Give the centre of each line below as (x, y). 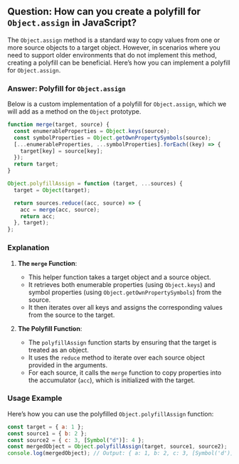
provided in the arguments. (68, 365)
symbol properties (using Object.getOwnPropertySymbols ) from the (125, 292)
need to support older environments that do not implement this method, (112, 55)
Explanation (28, 248)
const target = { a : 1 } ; (46, 427)
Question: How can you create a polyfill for (104, 12)
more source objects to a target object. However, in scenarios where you (114, 47)
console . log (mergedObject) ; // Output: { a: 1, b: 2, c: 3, (99, 453)
